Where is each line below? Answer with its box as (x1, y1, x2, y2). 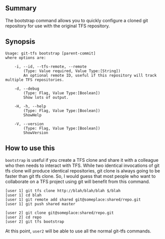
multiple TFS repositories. (5, 77, 65, 82)
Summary (5, 4, 37, 13)
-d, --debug (14, 86, 39, 91)
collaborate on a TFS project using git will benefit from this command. (5, 178, 150, 185)
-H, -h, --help (14, 103, 46, 109)
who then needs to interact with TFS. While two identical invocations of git (5, 162, 160, 168)
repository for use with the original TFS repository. (5, 23, 110, 29)
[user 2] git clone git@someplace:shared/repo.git (5, 210, 114, 216)
